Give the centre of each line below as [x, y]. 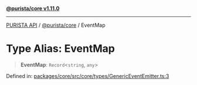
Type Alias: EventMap [61, 49]
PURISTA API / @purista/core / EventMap [56, 25]
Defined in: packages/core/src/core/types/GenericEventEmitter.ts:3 [88, 76]
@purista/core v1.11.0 [33, 8]
